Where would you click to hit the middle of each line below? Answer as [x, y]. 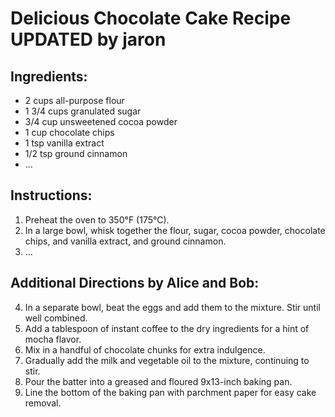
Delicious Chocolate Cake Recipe [151, 18]
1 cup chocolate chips [69, 132]
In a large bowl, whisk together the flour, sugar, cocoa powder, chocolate [175, 230]
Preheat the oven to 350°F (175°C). [97, 219]
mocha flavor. [53, 339]
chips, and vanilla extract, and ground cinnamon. [125, 241]
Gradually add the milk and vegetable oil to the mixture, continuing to [167, 360]
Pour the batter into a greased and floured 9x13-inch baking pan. [158, 381]
